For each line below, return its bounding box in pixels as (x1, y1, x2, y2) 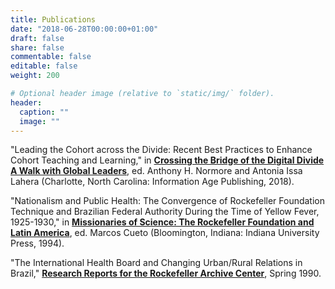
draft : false (10, 33, 65, 43)
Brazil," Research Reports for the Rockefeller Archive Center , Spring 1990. (10, 267, 322, 280)
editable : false (10, 61, 78, 71)
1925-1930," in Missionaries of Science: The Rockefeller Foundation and (10, 216, 315, 228)
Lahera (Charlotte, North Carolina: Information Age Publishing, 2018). (10, 176, 295, 188)
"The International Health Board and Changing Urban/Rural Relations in (10, 257, 303, 269)
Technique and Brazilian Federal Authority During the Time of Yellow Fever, (10, 206, 320, 218)
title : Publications (10, 14, 97, 25)
